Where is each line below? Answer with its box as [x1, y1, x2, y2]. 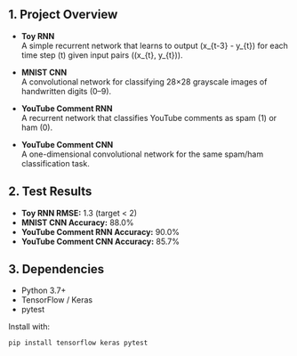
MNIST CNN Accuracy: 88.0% [20, 217, 134, 228]
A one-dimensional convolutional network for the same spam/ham [20, 149, 264, 159]
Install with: [8, 321, 51, 332]
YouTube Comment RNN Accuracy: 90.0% [20, 226, 180, 237]
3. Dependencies [8, 262, 105, 277]
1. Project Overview [8, 7, 118, 22]
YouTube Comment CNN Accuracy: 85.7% [20, 236, 180, 247]
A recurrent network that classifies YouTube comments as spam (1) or [20, 112, 277, 123]
